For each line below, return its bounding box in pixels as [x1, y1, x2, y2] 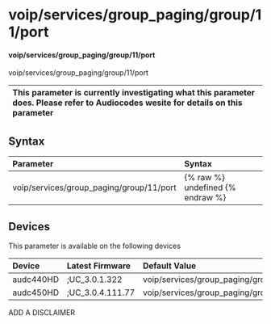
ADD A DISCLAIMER [8, 308, 75, 318]
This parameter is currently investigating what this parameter [12, 87, 256, 99]
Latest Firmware [66, 260, 131, 271]
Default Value [142, 260, 196, 271]
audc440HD [12, 274, 59, 285]
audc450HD [12, 287, 59, 298]
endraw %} [184, 192, 227, 204]
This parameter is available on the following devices [8, 241, 181, 251]
